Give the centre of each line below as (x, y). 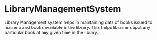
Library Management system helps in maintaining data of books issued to (78, 22)
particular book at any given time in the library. (51, 32)
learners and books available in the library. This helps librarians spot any (78, 27)
